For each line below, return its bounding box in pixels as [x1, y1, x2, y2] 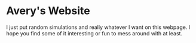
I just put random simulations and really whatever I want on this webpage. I [6, 24, 191, 31]
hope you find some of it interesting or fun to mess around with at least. [6, 29, 183, 37]
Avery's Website [6, 4, 91, 18]
